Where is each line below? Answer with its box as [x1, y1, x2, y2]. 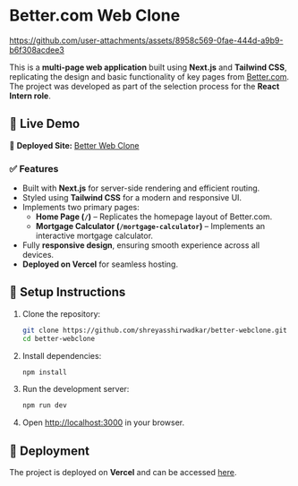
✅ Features [9, 162, 59, 175]
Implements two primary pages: [21, 202, 140, 213]
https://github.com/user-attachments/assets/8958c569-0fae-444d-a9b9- [9, 35, 284, 46]
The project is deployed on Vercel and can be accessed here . [9, 467, 237, 478]
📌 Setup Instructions [9, 285, 126, 300]
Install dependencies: [21, 350, 102, 361]
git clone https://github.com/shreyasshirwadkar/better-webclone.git [21, 326, 288, 335]
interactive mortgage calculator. [35, 230, 154, 242]
